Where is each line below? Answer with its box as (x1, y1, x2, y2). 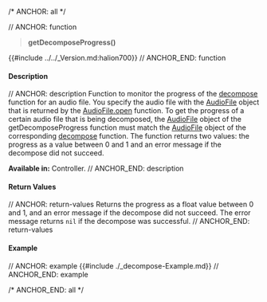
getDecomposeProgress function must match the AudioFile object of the (8, 123, 247, 132)
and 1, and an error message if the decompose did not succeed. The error (8, 208, 251, 218)
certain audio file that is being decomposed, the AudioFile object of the (8, 115, 241, 124)
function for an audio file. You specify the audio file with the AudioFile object (8, 97, 260, 107)
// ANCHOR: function (8, 22, 77, 31)
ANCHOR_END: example (8, 269, 89, 279)
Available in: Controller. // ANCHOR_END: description (8, 163, 184, 174)
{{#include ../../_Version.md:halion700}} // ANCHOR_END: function (8, 53, 226, 62)
